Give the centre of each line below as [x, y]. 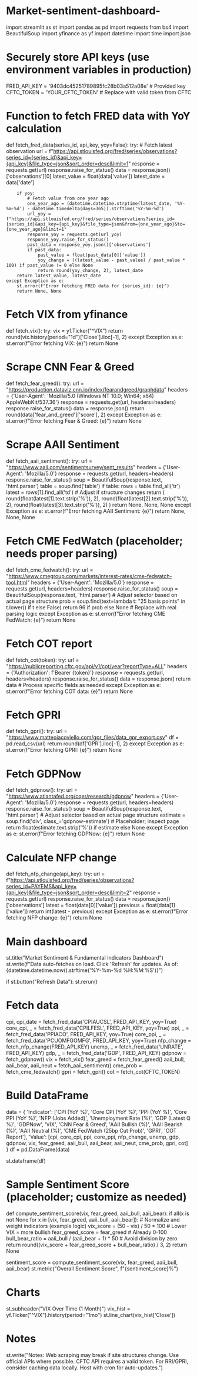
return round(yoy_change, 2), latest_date [90, 270]
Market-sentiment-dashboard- [83, 11]
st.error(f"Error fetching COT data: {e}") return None [70, 691]
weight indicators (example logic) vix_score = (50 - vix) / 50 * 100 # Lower [96, 1226]
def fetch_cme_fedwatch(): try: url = [50, 570]
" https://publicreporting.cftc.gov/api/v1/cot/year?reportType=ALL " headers [97, 666]
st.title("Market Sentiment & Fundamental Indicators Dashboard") [85, 958]
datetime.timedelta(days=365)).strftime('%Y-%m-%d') [98, 208]
